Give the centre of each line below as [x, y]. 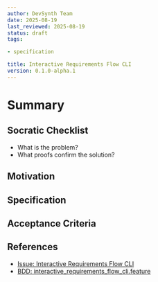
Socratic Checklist [48, 131]
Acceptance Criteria [52, 223]
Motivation [31, 176]
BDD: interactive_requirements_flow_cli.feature [84, 271]
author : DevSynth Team [40, 14]
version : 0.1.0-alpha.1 [42, 71]
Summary [36, 105]
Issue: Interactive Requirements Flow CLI [76, 263]
